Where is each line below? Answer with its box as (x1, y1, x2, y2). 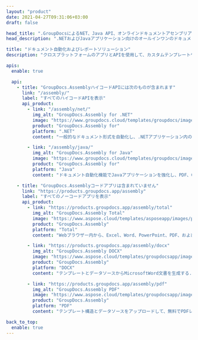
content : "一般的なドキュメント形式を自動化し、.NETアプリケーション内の (32, 134, 193, 140)
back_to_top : (6, 319, 38, 325)
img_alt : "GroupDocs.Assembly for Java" (32, 150, 133, 156)
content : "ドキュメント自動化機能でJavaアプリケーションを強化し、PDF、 (32, 172, 192, 178)
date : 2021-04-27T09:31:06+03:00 (6, 14, 88, 20)
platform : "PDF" (32, 303, 72, 309)
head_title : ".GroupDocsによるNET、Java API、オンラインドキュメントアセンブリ (6, 30, 188, 36)
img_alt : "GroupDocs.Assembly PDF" (32, 286, 120, 293)
